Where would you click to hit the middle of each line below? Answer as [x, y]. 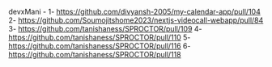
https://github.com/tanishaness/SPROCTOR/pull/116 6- [100, 46]
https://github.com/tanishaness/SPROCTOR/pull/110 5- [100, 37]
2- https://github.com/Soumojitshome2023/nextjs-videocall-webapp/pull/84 [136, 20]
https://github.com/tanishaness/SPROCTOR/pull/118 [95, 54]
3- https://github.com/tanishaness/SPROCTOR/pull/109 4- [105, 29]
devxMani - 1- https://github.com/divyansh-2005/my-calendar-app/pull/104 [134, 12]
